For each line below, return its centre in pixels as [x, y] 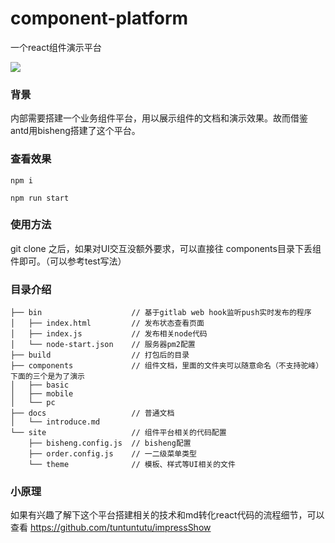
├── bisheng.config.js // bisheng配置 [110, 443]
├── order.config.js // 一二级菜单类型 [113, 454]
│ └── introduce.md [55, 422]
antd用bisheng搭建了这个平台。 [75, 131]
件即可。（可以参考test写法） [68, 261]
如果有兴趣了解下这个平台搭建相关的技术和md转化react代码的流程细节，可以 [167, 515]
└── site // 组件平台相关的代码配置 [118, 433]
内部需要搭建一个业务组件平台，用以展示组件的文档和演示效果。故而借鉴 [159, 118]
